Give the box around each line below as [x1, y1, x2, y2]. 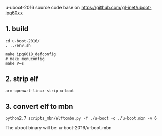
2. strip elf [5, 74, 39, 84]
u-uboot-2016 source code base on [5, 5, 80, 10]
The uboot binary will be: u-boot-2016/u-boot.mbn [5, 125, 112, 131]
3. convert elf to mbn [5, 102, 73, 111]
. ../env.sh [5, 43, 31, 48]
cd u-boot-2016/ [5, 38, 40, 43]
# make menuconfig [5, 56, 45, 61]
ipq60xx [5, 10, 23, 16]
